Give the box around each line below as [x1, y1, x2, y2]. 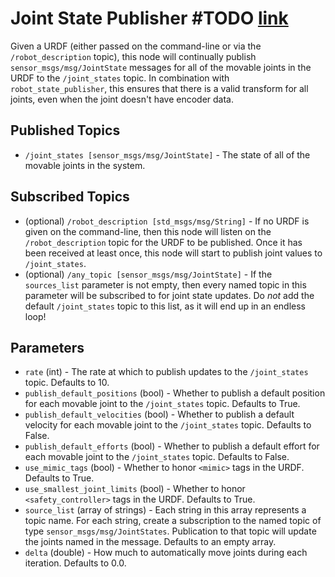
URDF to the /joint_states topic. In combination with [10, 72, 230, 84]
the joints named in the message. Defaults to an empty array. [24, 536, 277, 548]
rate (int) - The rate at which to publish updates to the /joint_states [24, 366, 309, 378]
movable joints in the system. [24, 159, 146, 171]
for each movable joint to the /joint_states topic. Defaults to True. [24, 398, 301, 410]
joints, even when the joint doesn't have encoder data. [10, 93, 235, 105]
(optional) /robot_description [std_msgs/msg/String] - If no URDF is [24, 215, 310, 227]
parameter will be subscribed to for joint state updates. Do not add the [24, 289, 315, 301]
